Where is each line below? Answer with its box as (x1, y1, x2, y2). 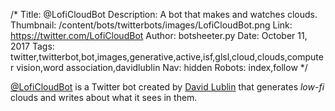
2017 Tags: (10, 40, 55, 52)
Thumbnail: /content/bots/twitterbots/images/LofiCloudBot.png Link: (10, 19, 293, 31)
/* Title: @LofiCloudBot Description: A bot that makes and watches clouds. (10, 9, 318, 20)
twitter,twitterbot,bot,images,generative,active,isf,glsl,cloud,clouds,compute (10, 51, 324, 63)
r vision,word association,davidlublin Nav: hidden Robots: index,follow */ (10, 62, 308, 73)
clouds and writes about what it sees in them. (10, 92, 198, 103)
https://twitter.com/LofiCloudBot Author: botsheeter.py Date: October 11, (10, 30, 308, 41)
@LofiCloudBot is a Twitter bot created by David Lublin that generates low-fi (10, 81, 325, 93)
